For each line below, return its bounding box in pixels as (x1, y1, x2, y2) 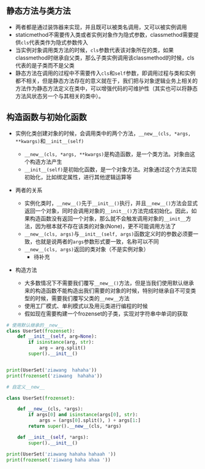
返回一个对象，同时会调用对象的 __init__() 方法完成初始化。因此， (24, 207, 192, 214)
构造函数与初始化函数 (6, 112, 87, 123)
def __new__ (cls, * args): (17, 406, 84, 413)
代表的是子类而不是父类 (15, 61, 75, 69)
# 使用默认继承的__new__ (6, 322, 63, 328)
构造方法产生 (29, 158, 62, 165)
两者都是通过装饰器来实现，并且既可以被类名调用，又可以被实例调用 (15, 23, 187, 31)
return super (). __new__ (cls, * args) (28, 423, 122, 429)
